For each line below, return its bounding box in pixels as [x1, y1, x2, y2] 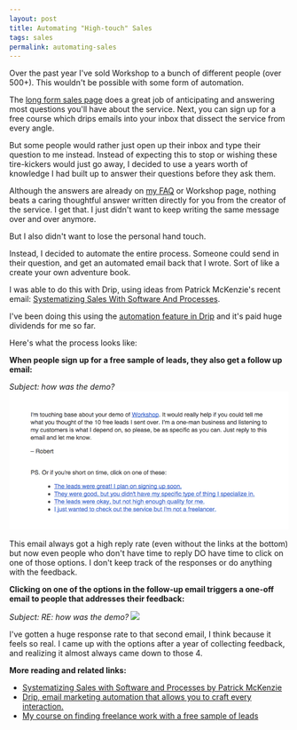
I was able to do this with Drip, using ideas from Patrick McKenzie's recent [9, 284, 281, 295]
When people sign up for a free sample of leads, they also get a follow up [9, 355, 283, 366]
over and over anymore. [9, 214, 97, 225]
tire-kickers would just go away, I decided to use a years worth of [9, 159, 248, 170]
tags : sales [9, 33, 53, 42]
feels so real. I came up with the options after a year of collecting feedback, [9, 638, 285, 648]
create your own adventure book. [9, 267, 131, 278]
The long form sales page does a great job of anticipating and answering [9, 94, 275, 106]
